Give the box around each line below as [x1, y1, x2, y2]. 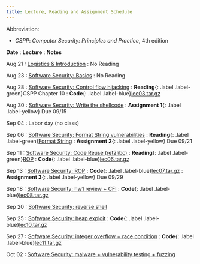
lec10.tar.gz [19, 221, 47, 228]
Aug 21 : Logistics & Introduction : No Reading [6, 60, 119, 67]
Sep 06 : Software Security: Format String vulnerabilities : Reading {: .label [6, 131, 189, 138]
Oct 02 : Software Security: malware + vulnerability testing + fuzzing [6, 250, 175, 258]
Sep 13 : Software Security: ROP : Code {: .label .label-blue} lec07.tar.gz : [6, 167, 183, 174]
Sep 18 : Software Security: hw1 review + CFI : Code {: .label [6, 185, 153, 192]
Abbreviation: [6, 25, 40, 32]
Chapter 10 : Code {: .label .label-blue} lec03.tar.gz [38, 89, 160, 97]
